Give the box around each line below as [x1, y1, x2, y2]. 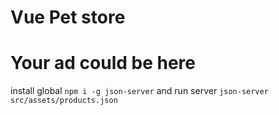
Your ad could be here [10, 52, 196, 75]
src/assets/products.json [10, 96, 118, 106]
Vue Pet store [10, 6, 126, 29]
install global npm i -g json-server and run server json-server [10, 85, 269, 97]
